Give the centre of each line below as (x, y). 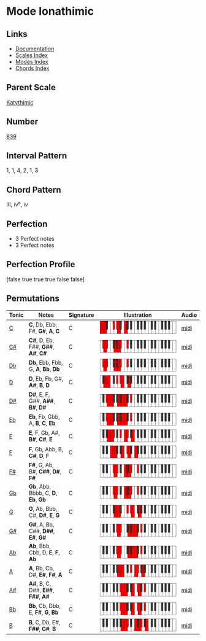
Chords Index (32, 68)
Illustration (138, 315)
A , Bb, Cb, (41, 568)
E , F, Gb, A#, (44, 433)
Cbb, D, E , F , (44, 552)
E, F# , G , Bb (44, 613)
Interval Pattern (37, 156)
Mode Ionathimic (50, 11)
